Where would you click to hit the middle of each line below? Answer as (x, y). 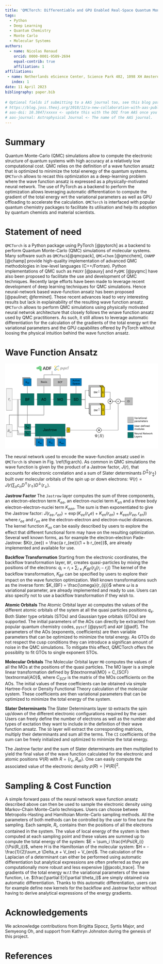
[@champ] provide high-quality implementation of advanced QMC (71, 261)
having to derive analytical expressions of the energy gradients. (69, 893)
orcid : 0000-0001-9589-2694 (42, 56)
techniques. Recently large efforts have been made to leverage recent (75, 281)
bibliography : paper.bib (30, 92)
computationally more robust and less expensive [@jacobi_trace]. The (75, 868)
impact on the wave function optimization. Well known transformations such (81, 580)
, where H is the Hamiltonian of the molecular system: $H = (87, 847)
